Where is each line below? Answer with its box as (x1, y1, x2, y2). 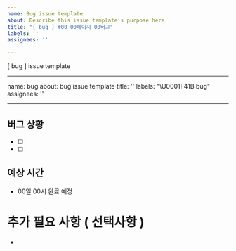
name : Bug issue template (7, 10, 83, 18)
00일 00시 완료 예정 (17, 187, 73, 195)
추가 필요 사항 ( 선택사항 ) (7, 214, 145, 230)
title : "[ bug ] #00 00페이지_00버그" (7, 23, 114, 30)
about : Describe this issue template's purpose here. (7, 17, 169, 24)
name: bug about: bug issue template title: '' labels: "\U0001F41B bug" (7, 82, 211, 91)
